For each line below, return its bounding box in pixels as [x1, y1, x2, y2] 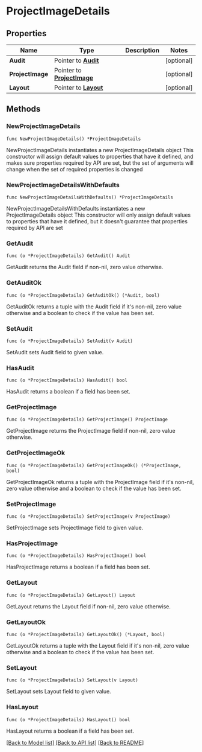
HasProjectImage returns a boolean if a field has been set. [6, 563, 150, 571]
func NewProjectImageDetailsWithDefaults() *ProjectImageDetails [6, 194, 173, 200]
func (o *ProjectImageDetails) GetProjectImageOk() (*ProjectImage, [6, 462, 182, 468]
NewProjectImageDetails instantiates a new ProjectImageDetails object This [6, 146, 194, 153]
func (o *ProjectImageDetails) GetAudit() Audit [6, 253, 130, 259]
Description [125, 46, 160, 54]
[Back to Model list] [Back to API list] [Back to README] [6, 739, 144, 746]
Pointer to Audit [54, 56, 99, 65]
